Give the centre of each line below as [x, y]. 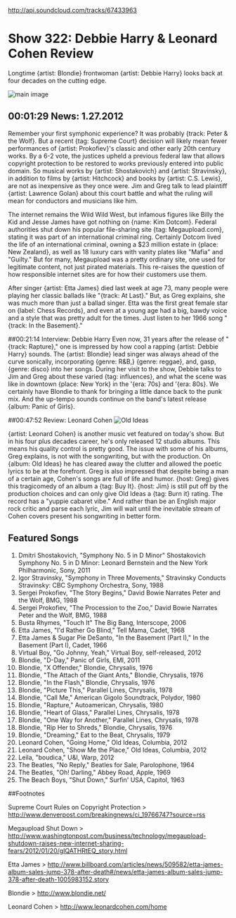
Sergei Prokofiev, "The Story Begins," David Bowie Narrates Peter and [119, 593]
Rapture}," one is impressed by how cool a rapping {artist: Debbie [123, 346]
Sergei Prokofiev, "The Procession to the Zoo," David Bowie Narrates [118, 607]
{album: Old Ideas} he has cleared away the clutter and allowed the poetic [115, 464]
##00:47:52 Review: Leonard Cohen [60, 420]
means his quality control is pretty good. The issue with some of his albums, [118, 448]
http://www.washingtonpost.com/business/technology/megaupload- [107, 836]
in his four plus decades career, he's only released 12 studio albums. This [114, 441]
